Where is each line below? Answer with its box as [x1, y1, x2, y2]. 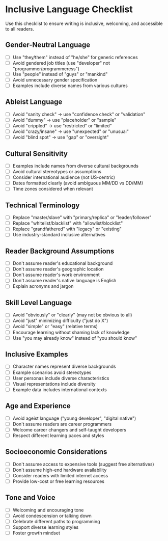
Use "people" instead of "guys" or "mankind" [12, 71, 108, 77]
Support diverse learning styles [12, 524, 79, 530]
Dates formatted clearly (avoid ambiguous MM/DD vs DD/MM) [12, 180, 144, 186]
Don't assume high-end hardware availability [12, 467, 107, 473]
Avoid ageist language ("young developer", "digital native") [12, 415, 136, 421]
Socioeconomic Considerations [5, 447, 107, 456]
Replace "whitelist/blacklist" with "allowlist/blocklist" [12, 220, 123, 226]
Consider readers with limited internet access [12, 472, 108, 478]
